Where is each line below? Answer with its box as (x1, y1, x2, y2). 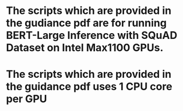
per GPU (6, 92, 48, 106)
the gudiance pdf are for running (6, 16, 167, 30)
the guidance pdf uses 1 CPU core (6, 80, 173, 94)
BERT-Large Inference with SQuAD (6, 29, 178, 42)
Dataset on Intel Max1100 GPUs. (6, 41, 164, 55)
